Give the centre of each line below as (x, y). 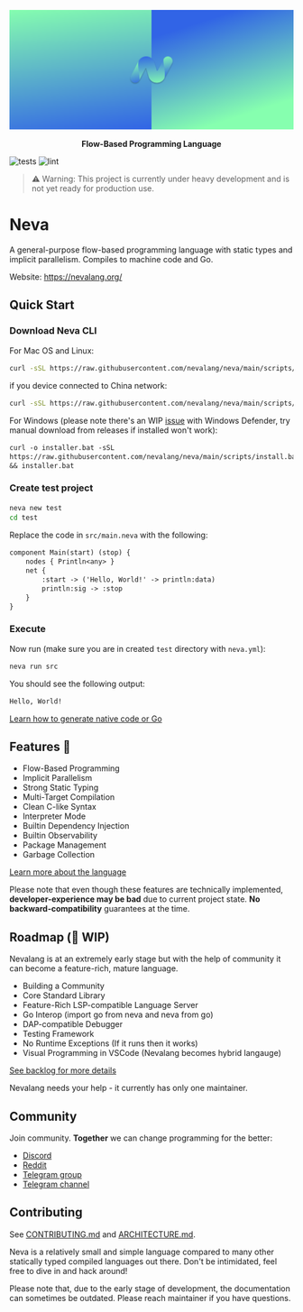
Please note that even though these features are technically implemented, (147, 890)
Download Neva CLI (53, 331)
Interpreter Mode (54, 816)
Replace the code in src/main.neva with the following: (109, 535)
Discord (37, 1156)
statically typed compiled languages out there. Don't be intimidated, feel (143, 1261)
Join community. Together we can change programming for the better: (141, 1138)
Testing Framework (58, 1034)
